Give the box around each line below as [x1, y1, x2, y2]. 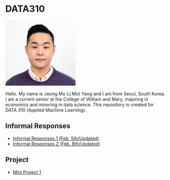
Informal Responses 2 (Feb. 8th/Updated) [12, 141, 101, 147]
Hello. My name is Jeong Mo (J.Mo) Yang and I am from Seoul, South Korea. [5, 90, 166, 97]
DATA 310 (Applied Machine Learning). [5, 107, 87, 113]
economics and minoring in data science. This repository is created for [5, 101, 154, 108]
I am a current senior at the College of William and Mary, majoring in [5, 96, 149, 102]
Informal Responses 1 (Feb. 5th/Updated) [12, 135, 100, 141]
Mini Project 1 [12, 169, 41, 175]
